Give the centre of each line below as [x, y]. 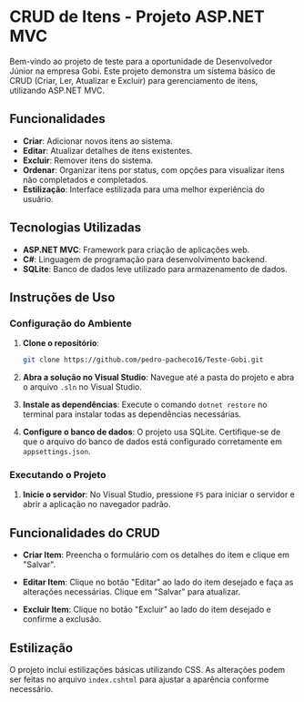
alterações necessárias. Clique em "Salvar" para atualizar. [132, 592]
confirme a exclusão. [62, 619]
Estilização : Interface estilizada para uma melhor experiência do [144, 189]
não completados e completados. [85, 179]
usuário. [38, 198]
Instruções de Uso [62, 297]
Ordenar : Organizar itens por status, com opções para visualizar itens [153, 169]
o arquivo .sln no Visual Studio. [82, 387]
